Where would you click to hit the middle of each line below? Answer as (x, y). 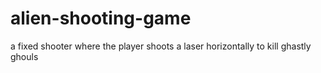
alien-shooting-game (101, 18)
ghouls (24, 56)
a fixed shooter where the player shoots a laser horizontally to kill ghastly (161, 46)
